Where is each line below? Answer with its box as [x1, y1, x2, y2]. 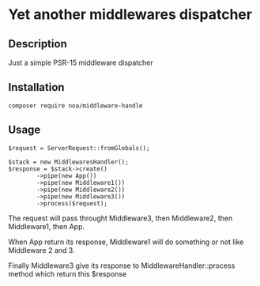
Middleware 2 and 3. [8, 245, 75, 254]
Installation [8, 81, 65, 94]
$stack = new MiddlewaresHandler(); [8, 158, 129, 166]
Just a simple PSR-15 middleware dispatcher [8, 58, 154, 67]
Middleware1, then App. [8, 221, 85, 231]
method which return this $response [8, 269, 127, 278]
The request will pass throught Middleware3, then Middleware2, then [8, 213, 233, 223]
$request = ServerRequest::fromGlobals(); [8, 144, 150, 152]
